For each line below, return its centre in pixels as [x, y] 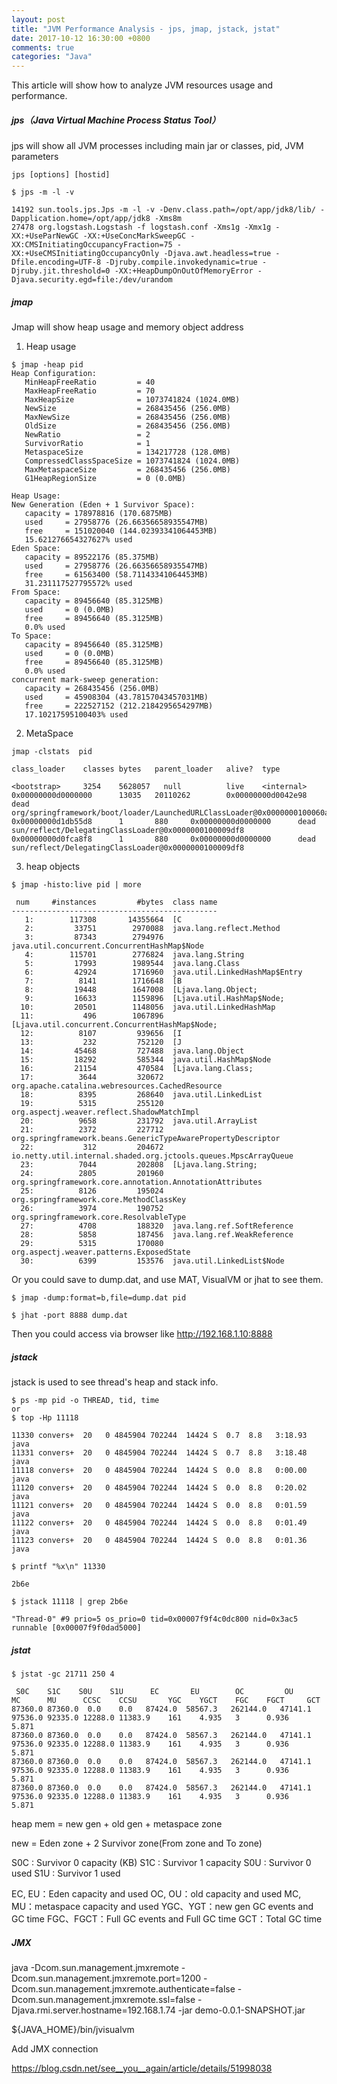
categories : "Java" [52, 57]
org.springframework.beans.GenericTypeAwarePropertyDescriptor [146, 1139]
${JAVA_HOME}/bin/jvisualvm [73, 2029]
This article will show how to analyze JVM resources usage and [142, 85]
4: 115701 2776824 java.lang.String [134, 955]
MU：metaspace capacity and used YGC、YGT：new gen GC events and [162, 1906]
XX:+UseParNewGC [45, 236]
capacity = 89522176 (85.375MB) [92, 557]
